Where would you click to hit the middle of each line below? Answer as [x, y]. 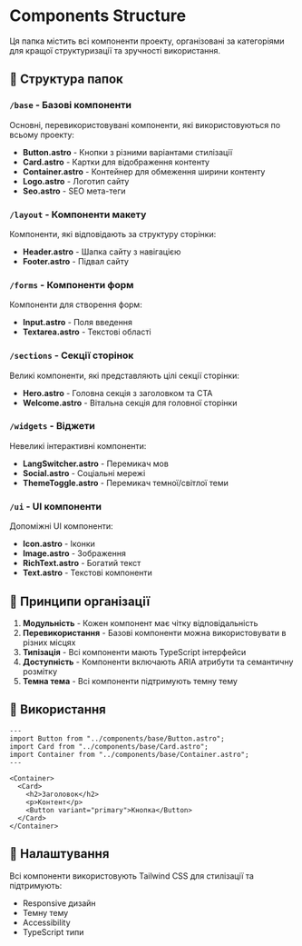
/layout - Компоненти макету [78, 214]
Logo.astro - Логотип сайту [76, 181]
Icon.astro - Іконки [58, 544]
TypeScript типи [53, 931]
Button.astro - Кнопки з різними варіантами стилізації [127, 152]
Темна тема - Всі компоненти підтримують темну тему [130, 681]
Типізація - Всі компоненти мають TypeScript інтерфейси [134, 652]
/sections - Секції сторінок [72, 355]
